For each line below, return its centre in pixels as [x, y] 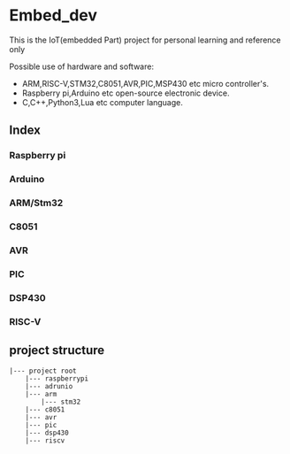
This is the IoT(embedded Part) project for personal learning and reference [145, 40]
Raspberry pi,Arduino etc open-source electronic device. [126, 93]
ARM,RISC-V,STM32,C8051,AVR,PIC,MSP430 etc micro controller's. [145, 83]
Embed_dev [53, 15]
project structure [57, 350]
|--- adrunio [49, 386]
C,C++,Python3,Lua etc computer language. [103, 102]
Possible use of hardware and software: [82, 66]
